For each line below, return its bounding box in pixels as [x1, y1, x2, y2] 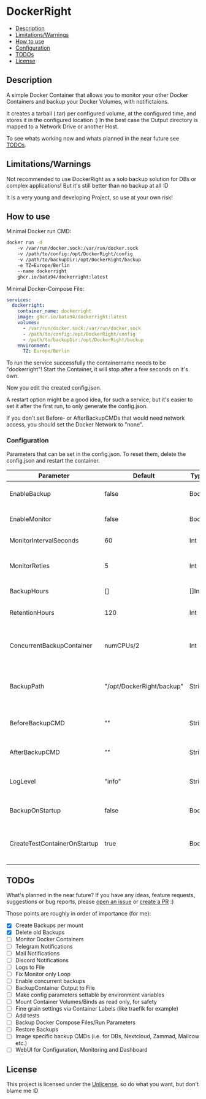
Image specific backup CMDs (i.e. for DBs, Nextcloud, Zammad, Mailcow [15, 1033, 200, 1040]
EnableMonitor [9, 514, 52, 523]
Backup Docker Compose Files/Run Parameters [15, 1019, 136, 1026]
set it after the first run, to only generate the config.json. [6, 403, 148, 410]
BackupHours [9, 587, 49, 595]
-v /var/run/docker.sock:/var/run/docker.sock [17, 245, 139, 252]
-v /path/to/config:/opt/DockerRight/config [17, 251, 133, 257]
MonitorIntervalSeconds [9, 536, 79, 544]
